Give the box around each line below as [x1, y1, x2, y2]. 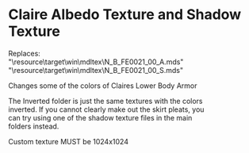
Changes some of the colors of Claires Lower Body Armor [8, 81, 197, 90]
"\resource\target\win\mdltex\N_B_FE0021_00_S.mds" [8, 65, 184, 75]
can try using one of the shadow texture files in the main [8, 113, 193, 122]
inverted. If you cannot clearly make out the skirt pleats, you [8, 105, 205, 114]
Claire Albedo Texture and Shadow [8, 6, 242, 24]
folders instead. [8, 121, 59, 131]
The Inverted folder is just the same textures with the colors [8, 96, 203, 105]
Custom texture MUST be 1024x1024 [8, 136, 129, 146]
